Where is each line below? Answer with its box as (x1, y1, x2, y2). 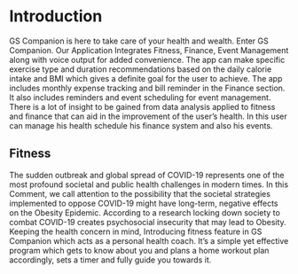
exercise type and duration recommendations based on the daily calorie (9, 64, 272, 74)
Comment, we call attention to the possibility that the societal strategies (9, 188, 271, 199)
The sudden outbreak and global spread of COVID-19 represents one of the (9, 169, 285, 180)
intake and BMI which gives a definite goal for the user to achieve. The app (9, 73, 283, 83)
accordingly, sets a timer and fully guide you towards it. (9, 254, 212, 265)
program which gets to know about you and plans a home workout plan (9, 245, 270, 255)
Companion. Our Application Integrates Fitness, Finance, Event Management (9, 44, 289, 55)
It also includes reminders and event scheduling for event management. (9, 91, 271, 103)
